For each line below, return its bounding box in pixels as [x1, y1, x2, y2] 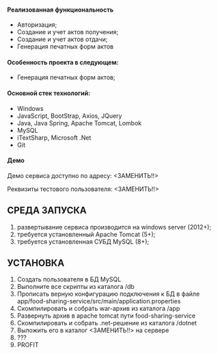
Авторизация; [16, 21, 57, 29]
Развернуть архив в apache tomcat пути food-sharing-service [16, 312, 196, 320]
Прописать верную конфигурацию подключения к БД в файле [16, 290, 200, 298]
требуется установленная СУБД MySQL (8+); [16, 237, 150, 246]
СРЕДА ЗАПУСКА [7, 205, 87, 216]
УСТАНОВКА [7, 257, 65, 269]
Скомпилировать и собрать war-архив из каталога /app [16, 305, 180, 313]
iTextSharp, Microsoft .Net [16, 134, 92, 142]
